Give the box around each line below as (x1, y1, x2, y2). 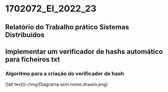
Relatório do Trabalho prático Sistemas (5, 23, 129, 31)
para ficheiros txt (5, 55, 60, 64)
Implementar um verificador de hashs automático (5, 47, 163, 56)
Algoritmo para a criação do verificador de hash (5, 70, 124, 77)
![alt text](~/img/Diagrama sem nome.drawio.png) (5, 82, 108, 88)
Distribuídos (5, 30, 45, 39)
